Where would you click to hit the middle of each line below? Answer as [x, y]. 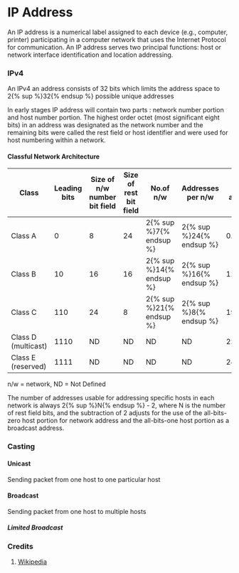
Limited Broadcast [35, 528]
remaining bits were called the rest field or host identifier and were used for [118, 133]
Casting [21, 446]
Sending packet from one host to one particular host [84, 479]
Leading [68, 188]
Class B [24, 274]
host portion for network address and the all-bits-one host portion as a [126, 421]
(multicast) [29, 346]
